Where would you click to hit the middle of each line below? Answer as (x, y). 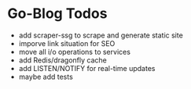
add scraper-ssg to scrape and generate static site (101, 35)
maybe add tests (46, 77)
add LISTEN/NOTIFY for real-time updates (87, 68)
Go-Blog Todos (57, 14)
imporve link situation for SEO (67, 43)
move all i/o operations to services (75, 52)
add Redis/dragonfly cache (62, 60)
